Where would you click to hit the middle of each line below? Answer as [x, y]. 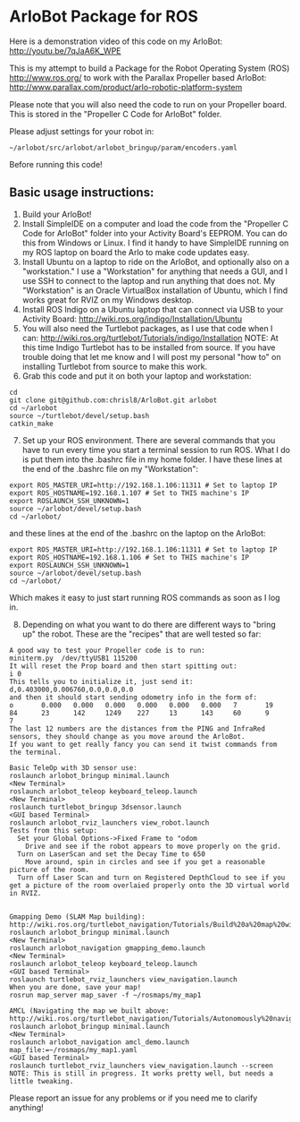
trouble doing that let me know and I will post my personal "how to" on [151, 356]
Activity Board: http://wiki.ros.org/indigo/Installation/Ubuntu [132, 319]
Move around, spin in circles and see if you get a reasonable [146, 861]
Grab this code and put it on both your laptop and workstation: [137, 376]
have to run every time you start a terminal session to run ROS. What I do [156, 450]
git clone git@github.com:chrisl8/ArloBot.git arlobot [113, 400]
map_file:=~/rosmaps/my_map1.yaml [74, 1049]
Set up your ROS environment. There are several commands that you [149, 440]
